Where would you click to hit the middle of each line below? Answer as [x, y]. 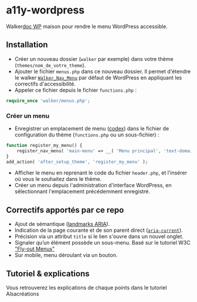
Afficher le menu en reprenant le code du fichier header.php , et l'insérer [101, 173]
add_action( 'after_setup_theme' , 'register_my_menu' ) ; [77, 162]
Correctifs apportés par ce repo [65, 210]
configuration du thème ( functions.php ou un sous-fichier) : [87, 135]
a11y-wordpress [45, 10]
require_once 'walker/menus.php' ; [48, 101]
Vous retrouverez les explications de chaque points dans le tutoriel [86, 288]
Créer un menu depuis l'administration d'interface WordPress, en [93, 186]
